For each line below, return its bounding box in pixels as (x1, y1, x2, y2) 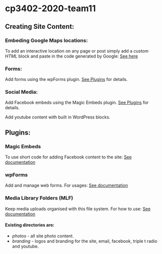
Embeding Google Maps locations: (5, 37, 88, 44)
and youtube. (12, 243, 39, 249)
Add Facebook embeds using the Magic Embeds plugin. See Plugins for (5, 99, 149, 105)
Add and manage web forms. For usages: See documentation (5, 182, 128, 188)
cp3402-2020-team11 (5, 3, 96, 14)
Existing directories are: (5, 222, 54, 228)
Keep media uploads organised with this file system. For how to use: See (5, 206, 151, 212)
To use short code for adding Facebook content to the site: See (5, 154, 132, 160)
